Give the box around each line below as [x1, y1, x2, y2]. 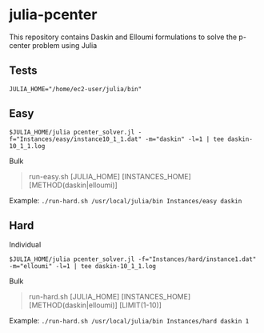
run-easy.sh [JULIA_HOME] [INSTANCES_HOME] [28, 171, 191, 181]
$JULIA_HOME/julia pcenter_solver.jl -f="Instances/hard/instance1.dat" [9, 255, 257, 263]
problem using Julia [32, 40, 98, 50]
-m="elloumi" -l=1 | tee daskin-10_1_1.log [9, 263, 157, 271]
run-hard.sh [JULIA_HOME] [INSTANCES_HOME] [28, 292, 191, 302]
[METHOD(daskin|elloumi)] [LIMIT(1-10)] [28, 300, 162, 310]
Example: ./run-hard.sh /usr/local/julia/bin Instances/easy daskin [9, 195, 242, 205]
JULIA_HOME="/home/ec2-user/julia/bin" [9, 85, 142, 93]
